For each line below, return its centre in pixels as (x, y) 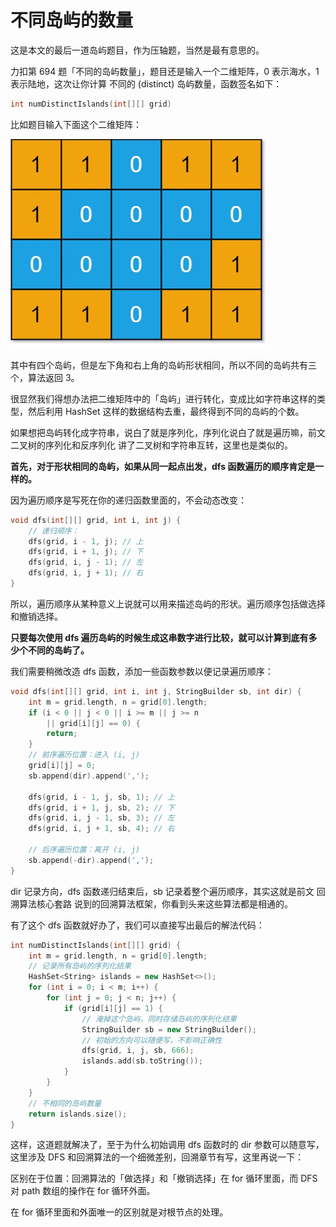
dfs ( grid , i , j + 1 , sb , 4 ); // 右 (101, 829)
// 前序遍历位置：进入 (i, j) (84, 755)
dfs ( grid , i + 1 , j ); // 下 (86, 552)
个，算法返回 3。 (45, 377)
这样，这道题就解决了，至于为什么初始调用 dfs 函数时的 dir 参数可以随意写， (167, 1145)
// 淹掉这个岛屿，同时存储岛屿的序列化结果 (159, 1019)
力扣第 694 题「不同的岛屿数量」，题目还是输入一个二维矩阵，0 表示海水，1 (165, 71)
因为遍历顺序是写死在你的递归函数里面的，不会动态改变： (128, 500)
